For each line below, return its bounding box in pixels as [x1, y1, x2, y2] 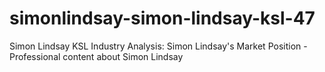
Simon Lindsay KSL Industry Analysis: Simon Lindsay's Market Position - [9, 40, 308, 52]
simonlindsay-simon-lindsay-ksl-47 [9, 7, 316, 30]
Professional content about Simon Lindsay [9, 50, 184, 62]
